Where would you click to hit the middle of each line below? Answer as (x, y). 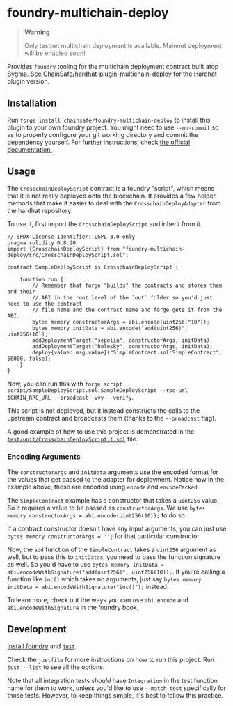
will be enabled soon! (55, 53)
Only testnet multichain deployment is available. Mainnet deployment (123, 45)
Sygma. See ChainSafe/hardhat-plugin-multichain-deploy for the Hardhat (112, 74)
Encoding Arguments (44, 457)
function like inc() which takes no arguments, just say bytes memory (104, 579)
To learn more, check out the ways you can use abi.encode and (98, 599)
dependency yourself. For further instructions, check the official (99, 142)
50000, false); (29, 359)
